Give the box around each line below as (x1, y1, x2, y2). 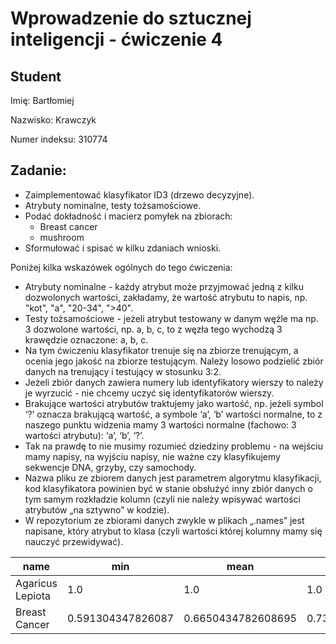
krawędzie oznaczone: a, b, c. (24, 333, 149, 346)
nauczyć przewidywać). (24, 535, 124, 547)
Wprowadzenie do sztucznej (10, 7, 252, 30)
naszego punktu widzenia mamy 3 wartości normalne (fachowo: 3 (24, 418, 297, 431)
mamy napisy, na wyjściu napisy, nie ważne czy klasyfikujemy (24, 450, 281, 462)
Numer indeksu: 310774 (10, 133, 108, 145)
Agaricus (15, 576, 58, 590)
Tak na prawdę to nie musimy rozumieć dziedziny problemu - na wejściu (24, 440, 323, 452)
